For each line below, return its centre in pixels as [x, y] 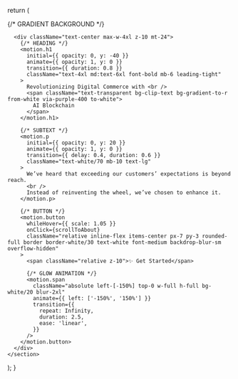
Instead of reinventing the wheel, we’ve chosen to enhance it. [124, 193]
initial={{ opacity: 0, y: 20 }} [76, 143]
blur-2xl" [51, 292]
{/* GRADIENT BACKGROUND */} [56, 24]
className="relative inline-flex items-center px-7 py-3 [113, 236]
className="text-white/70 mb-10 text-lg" [89, 161]
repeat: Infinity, [66, 311]
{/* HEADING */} [45, 43]
